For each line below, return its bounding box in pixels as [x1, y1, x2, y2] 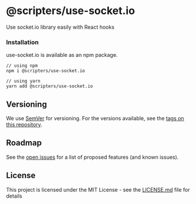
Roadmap [6, 138, 42, 148]
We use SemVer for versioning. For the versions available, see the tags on [6, 115, 184, 122]
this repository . [6, 121, 43, 128]
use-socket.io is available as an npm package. [6, 52, 118, 59]
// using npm [6, 63, 38, 69]
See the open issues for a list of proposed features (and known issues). [6, 154, 179, 161]
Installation [6, 38, 39, 46]
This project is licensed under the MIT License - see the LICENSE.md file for [6, 186, 190, 193]
